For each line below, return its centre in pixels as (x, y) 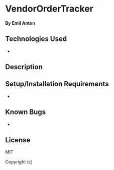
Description (24, 67)
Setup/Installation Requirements (57, 84)
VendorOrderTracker (49, 9)
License (18, 140)
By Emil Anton (20, 23)
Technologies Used (36, 39)
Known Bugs (26, 112)
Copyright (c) (19, 162)
